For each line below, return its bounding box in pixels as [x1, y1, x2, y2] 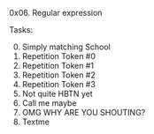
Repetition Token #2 [21, 70, 96, 80]
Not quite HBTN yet [21, 88, 93, 99]
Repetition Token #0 [21, 51, 96, 61]
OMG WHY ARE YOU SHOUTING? [21, 108, 146, 117]
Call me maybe [21, 98, 77, 108]
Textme [21, 116, 50, 127]
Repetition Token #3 [21, 79, 96, 89]
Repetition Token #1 [21, 61, 95, 71]
